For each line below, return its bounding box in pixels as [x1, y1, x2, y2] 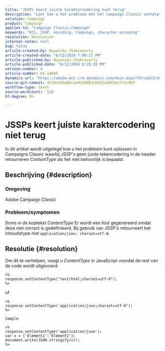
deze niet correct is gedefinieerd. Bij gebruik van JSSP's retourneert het [5, 225, 151, 231]
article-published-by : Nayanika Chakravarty [5, 57, 98, 62]
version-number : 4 [5, 67, 43, 72]
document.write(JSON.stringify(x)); [5, 337, 80, 343]
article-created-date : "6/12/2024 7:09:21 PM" [5, 53, 102, 58]
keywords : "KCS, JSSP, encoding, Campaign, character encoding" [5, 30, 139, 35]
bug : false [5, 44, 27, 49]
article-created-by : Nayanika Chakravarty [5, 48, 93, 53]
